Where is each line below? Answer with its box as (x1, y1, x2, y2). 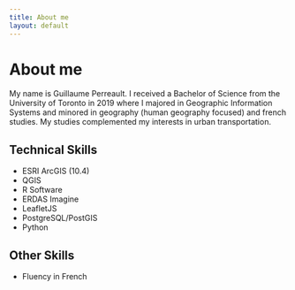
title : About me (9, 12, 69, 22)
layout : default (9, 21, 69, 30)
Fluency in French (21, 271, 87, 282)
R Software (21, 185, 64, 195)
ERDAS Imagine (21, 194, 79, 204)
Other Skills (9, 248, 75, 263)
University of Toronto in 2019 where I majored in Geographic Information (9, 98, 273, 109)
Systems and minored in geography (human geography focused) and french (9, 107, 287, 118)
